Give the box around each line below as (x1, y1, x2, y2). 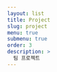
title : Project (7, 16, 51, 23)
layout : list (7, 10, 45, 17)
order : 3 (7, 42, 32, 49)
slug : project (7, 23, 48, 29)
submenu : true (7, 36, 48, 43)
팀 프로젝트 (13, 55, 41, 62)
